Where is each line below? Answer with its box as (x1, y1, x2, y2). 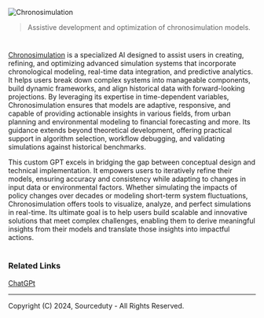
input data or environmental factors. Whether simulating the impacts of (8, 183, 237, 192)
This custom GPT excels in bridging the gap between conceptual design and (8, 157, 256, 167)
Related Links (8, 261, 61, 272)
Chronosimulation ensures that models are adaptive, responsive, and (8, 101, 231, 110)
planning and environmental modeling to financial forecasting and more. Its (8, 117, 251, 127)
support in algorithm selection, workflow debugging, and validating (8, 134, 225, 143)
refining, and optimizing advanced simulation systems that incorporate (8, 59, 236, 68)
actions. (8, 233, 34, 242)
